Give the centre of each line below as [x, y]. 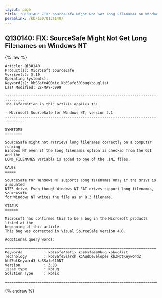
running [13, 147]
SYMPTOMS [14, 130]
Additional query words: [30, 240]
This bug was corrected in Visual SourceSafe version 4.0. [66, 231]
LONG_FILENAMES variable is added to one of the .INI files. [68, 159]
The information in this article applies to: [51, 104]
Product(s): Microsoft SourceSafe [40, 71]
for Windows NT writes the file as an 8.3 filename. [59, 197]
